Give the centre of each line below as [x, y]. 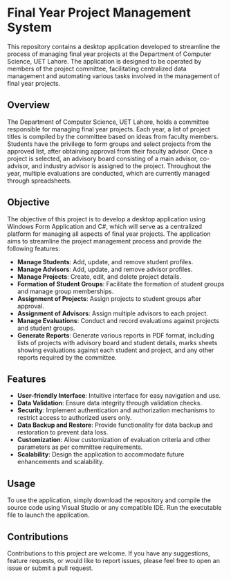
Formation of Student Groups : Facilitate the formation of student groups [121, 284]
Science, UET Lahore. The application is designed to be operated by [104, 61]
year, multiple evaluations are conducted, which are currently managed [108, 173]
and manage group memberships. [65, 291]
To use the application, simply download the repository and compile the [109, 500]
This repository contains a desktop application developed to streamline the [114, 46]
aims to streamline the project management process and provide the [104, 241]
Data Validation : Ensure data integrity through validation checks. [110, 403]
